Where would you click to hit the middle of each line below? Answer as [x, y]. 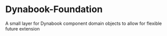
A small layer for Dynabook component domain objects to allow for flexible [84, 23]
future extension [22, 28]
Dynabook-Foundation [54, 9]
